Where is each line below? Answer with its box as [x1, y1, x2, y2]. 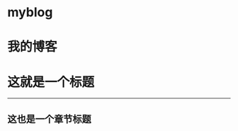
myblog [7, 4, 53, 21]
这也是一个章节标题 [7, 113, 91, 125]
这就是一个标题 [7, 74, 95, 90]
